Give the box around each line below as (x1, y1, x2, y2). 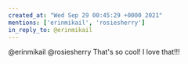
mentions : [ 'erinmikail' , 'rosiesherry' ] (8, 19, 146, 27)
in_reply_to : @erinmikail (8, 26, 92, 34)
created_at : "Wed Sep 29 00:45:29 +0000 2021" (8, 11, 163, 20)
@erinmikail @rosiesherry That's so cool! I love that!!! (8, 48, 180, 57)
